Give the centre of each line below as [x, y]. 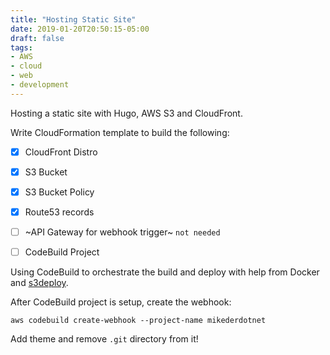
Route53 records [59, 212]
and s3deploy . [39, 283]
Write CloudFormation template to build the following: [120, 132]
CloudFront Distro [61, 152]
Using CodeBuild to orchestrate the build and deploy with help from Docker [165, 272]
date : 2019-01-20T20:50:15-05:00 [80, 29]
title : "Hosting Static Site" [73, 19]
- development [40, 85]
